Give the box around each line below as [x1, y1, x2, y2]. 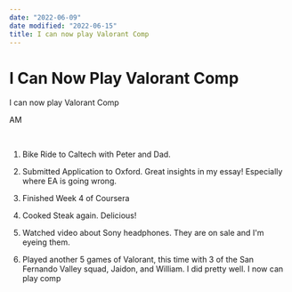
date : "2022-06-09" [9, 12, 82, 22]
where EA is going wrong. [21, 175, 118, 187]
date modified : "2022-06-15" [9, 21, 118, 30]
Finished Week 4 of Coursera [21, 193, 130, 204]
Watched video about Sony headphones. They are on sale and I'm [21, 228, 264, 239]
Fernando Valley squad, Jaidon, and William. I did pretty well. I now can [21, 264, 284, 274]
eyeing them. [21, 237, 70, 247]
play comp [21, 273, 61, 284]
